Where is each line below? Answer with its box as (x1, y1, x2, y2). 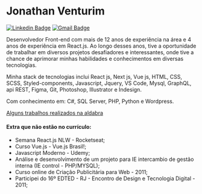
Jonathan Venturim (6, 4, 105, 18)
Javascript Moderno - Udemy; (14, 149, 90, 157)
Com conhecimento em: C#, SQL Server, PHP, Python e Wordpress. (6, 98, 174, 105)
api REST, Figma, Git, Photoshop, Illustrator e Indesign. (6, 86, 142, 93)
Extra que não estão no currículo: (6, 123, 92, 130)
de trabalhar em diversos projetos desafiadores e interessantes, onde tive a (6, 48, 194, 55)
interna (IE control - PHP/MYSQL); (14, 162, 100, 169)
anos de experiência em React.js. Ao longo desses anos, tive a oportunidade (6, 42, 197, 49)
